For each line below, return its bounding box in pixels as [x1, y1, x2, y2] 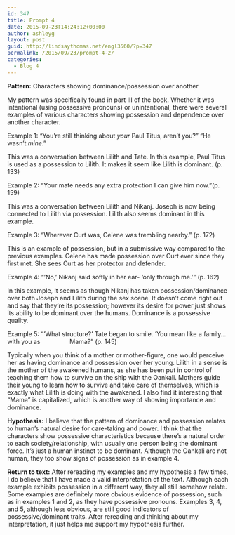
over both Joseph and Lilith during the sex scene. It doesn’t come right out [7, 293, 223, 302]
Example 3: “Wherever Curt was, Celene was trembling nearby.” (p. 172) [7, 230, 215, 239]
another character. [7, 117, 61, 126]
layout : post [7, 37, 46, 44]
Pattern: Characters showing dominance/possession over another [7, 81, 199, 90]
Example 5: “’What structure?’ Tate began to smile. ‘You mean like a [7, 329, 202, 338]
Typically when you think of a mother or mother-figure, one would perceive [7, 350, 224, 359]
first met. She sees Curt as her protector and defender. [7, 259, 166, 267]
